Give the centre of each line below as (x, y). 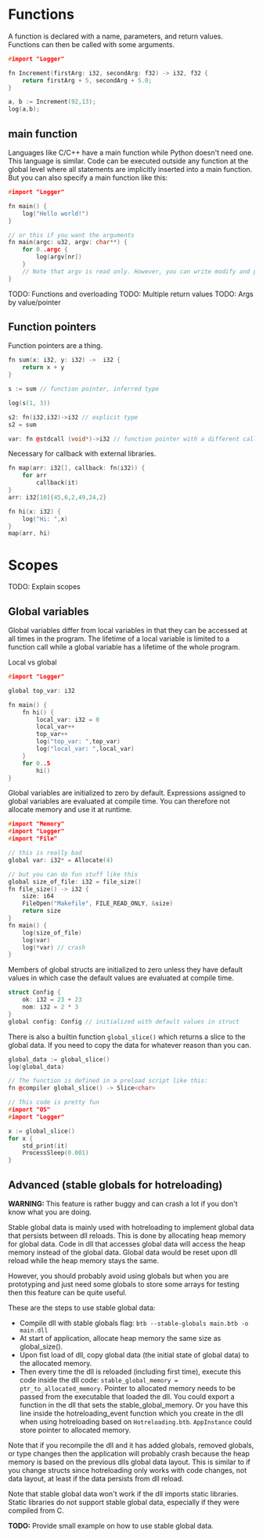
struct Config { (34, 992)
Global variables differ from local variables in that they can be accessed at (128, 631)
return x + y (43, 368)
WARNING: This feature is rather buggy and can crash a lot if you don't (123, 1204)
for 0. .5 (36, 764)
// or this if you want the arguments (71, 235)
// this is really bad (45, 853)
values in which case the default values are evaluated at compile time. (121, 978)
